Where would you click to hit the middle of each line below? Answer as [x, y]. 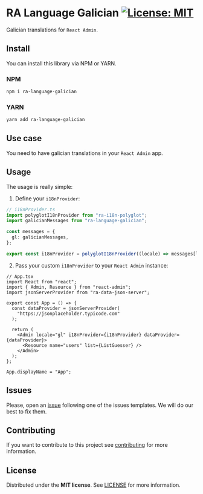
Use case [24, 138]
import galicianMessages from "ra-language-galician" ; [77, 221]
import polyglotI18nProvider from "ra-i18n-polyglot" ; [77, 215]
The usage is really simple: [40, 186]
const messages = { [31, 232]
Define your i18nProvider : [47, 198]
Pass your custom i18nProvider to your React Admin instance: [92, 265]
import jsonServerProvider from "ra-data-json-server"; [78, 292]
